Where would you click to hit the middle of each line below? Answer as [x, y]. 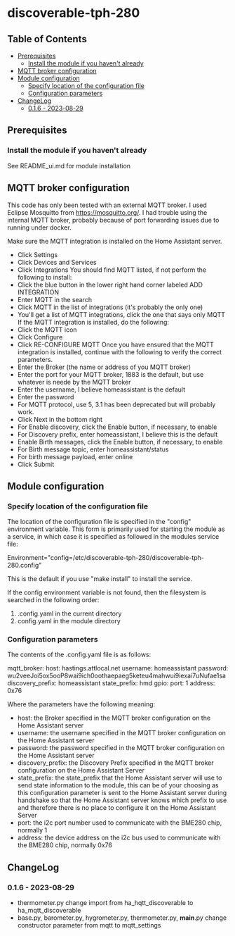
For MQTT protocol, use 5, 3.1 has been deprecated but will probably [116, 404]
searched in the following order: [53, 600]
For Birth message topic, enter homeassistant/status [93, 449]
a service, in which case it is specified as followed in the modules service [113, 537]
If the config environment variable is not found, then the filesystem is [107, 592]
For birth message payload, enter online [75, 456]
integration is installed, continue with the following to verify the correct [120, 352]
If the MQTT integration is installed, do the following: [93, 322]
